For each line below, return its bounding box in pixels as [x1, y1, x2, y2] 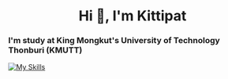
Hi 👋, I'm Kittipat [78, 7, 187, 25]
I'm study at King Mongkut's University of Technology [8, 35, 221, 46]
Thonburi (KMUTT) [8, 45, 83, 56]
